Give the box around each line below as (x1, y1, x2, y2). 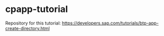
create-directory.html (5, 25, 50, 31)
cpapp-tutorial (5, 3, 68, 15)
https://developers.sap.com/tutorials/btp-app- (61, 20, 159, 26)
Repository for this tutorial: (5, 20, 61, 26)
